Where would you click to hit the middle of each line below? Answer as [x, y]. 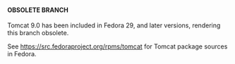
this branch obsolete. [38, 33]
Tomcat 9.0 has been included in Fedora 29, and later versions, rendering [114, 25]
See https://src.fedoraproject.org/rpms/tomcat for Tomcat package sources [117, 46]
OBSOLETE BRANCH [38, 10]
